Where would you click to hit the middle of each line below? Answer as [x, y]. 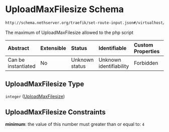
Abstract [18, 48]
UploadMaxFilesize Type [45, 84]
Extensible [53, 48]
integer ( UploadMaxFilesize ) [35, 96]
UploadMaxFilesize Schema [65, 9]
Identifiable [112, 48]
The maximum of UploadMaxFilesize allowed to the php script [69, 32]
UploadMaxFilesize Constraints [55, 112]
